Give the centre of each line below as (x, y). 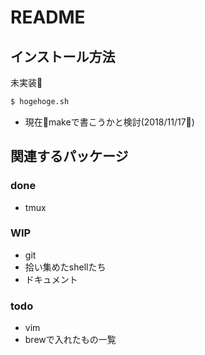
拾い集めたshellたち (65, 267)
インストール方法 (63, 56)
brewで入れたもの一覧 (70, 340)
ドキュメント (51, 279)
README (48, 17)
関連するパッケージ (69, 156)
